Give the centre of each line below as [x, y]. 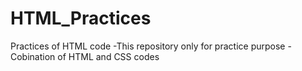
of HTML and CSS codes [108, 56]
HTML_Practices [81, 18]
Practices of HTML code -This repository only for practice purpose [148, 46]
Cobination [33, 56]
